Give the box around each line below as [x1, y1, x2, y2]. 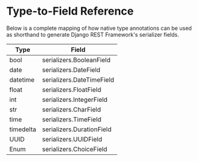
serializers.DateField [41, 65, 101, 74]
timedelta [9, 125, 37, 134]
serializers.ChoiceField [41, 145, 108, 153]
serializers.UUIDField [41, 135, 102, 143]
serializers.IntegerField [41, 95, 108, 104]
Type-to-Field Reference [6, 4, 134, 18]
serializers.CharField [41, 105, 101, 113]
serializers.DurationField [41, 125, 111, 134]
